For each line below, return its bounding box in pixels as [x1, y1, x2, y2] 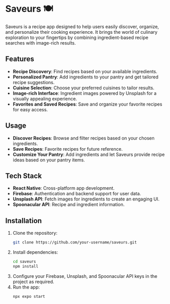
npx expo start [12, 294, 46, 299]
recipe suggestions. [12, 79, 55, 85]
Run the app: [12, 284, 40, 290]
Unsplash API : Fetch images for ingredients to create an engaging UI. [12, 196, 160, 202]
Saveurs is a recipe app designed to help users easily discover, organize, [5, 23, 159, 30]
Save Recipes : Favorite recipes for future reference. [12, 146, 123, 152]
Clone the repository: [12, 230, 58, 236]
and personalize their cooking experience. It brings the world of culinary [5, 29, 158, 35]
